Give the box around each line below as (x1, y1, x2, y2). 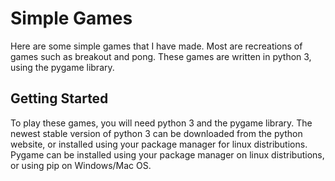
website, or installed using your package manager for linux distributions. (10, 138, 308, 150)
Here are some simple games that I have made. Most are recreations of (10, 40, 303, 52)
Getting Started (10, 90, 109, 107)
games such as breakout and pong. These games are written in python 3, (10, 50, 312, 62)
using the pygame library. (10, 61, 115, 73)
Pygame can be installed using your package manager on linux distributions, (10, 148, 325, 161)
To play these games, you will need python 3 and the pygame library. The (10, 117, 313, 129)
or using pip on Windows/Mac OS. (10, 159, 152, 171)
